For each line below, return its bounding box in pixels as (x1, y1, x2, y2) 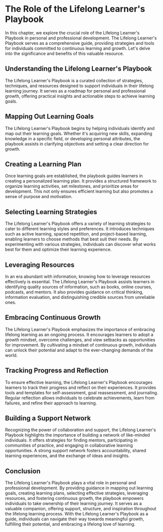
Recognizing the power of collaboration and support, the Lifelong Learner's (5, 427, 156, 433)
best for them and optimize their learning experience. (5, 247, 112, 253)
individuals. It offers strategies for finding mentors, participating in (5, 437, 138, 443)
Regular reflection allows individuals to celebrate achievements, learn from (5, 395, 155, 401)
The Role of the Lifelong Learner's (5, 3, 145, 15)
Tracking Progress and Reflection (5, 367, 109, 375)
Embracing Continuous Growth (5, 313, 101, 322)
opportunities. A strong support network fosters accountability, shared (5, 448, 146, 454)
